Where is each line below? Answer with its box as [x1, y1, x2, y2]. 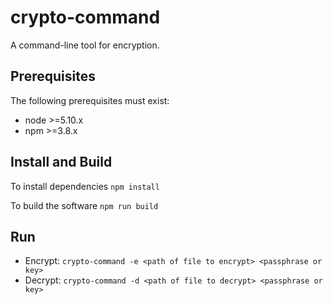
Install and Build [10, 154, 113, 171]
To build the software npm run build [10, 199, 159, 211]
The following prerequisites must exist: [10, 94, 170, 106]
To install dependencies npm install [10, 180, 160, 192]
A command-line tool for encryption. [10, 39, 160, 51]
